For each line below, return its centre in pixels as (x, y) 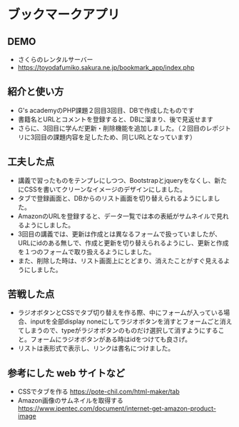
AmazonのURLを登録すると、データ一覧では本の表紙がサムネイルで (117, 216)
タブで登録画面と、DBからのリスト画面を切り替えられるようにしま (116, 198)
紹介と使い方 (36, 92)
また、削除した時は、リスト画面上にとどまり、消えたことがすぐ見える (121, 261)
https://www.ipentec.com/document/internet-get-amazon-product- (117, 408)
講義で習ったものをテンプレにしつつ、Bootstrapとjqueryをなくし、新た (122, 180)
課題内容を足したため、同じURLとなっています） (124, 137)
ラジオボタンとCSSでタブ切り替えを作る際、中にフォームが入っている (121, 313)
